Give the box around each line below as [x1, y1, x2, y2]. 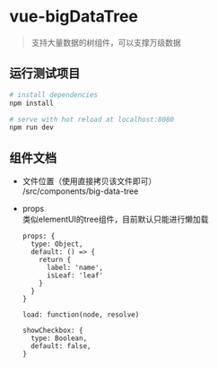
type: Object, [31, 240, 83, 249]
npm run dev [9, 123, 54, 132]
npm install [9, 99, 54, 108]
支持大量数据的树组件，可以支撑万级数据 [31, 37, 181, 48]
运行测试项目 [9, 66, 81, 82]
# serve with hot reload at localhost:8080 [9, 115, 175, 124]
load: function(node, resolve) [22, 310, 140, 319]
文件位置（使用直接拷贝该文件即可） [22, 176, 157, 187]
